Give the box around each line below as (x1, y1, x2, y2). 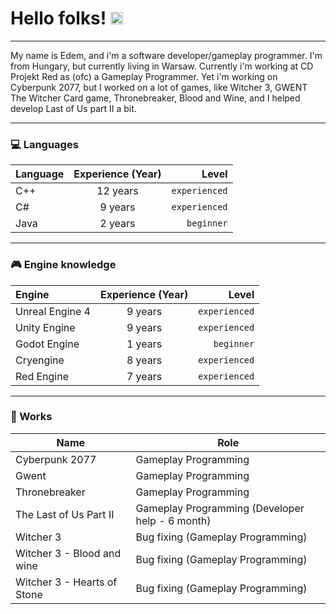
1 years (126, 337, 163, 351)
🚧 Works (10, 410, 53, 424)
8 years (126, 353, 163, 367)
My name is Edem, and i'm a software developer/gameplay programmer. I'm (10, 49, 323, 61)
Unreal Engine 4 (15, 304, 91, 318)
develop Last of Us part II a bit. (10, 102, 137, 114)
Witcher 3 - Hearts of (15, 575, 118, 589)
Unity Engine (15, 320, 76, 334)
